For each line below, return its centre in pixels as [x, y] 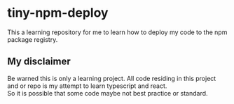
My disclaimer [39, 62]
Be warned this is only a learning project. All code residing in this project [112, 78]
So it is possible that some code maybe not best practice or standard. [108, 93]
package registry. [33, 39]
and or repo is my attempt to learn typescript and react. [87, 86]
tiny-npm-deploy [58, 13]
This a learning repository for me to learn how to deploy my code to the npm [117, 32]
